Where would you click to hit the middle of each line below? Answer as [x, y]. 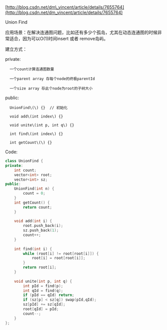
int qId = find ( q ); [43, 291]
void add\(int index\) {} [37, 116]
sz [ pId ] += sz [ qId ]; [44, 305]
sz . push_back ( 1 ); [41, 230]
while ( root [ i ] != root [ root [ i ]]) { [61, 253]
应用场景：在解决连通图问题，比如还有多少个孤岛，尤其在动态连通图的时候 [81, 32]
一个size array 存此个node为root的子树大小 [51, 89]
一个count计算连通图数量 [32, 69]
